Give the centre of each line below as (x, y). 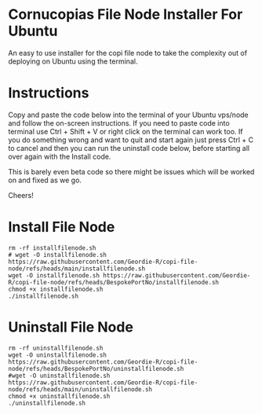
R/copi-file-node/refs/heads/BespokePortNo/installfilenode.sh (114, 282)
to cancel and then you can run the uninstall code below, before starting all (129, 148)
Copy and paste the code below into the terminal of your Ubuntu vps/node (128, 115)
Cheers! (21, 195)
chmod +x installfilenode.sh (56, 289)
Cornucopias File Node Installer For (126, 15)
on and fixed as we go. (45, 180)
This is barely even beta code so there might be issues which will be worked (131, 171)
